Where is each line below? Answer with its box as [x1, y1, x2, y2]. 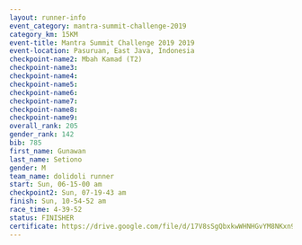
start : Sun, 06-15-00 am [9, 180, 102, 189]
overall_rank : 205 [9, 122, 78, 131]
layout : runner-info [9, 13, 87, 22]
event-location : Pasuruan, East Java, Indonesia [9, 47, 195, 56]
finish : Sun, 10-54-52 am [9, 197, 106, 206]
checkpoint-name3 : [9, 64, 78, 73]
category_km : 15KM [9, 30, 78, 39]
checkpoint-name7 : [9, 96, 78, 106]
